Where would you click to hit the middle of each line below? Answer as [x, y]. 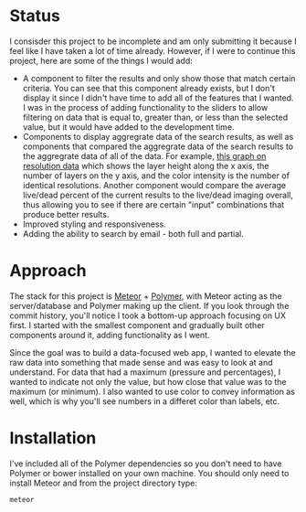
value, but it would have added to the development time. [128, 127]
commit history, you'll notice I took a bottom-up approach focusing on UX [148, 315]
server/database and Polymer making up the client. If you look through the [149, 305]
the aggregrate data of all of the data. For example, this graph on [144, 155]
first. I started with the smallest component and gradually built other [137, 325]
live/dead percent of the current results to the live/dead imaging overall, [158, 195]
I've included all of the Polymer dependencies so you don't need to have [146, 464]
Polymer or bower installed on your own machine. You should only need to [149, 473]
